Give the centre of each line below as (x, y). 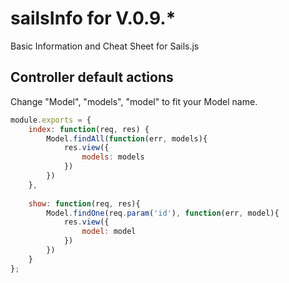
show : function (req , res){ (84, 203)
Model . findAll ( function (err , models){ (127, 138)
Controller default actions (92, 77)
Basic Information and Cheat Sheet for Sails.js (105, 46)
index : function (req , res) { (89, 129)
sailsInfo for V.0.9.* (93, 18)
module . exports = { (51, 120)
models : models (113, 157)
